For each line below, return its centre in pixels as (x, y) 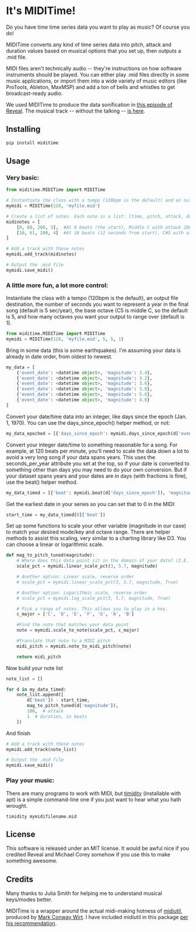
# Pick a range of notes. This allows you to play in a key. (92, 609)
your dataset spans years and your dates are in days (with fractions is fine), (97, 476)
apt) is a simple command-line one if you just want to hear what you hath (94, 799)
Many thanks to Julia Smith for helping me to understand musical (84, 893)
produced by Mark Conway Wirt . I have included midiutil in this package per (97, 917)
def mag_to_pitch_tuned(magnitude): (50, 555)
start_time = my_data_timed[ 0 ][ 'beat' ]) (56, 515)
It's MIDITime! (41, 11)
